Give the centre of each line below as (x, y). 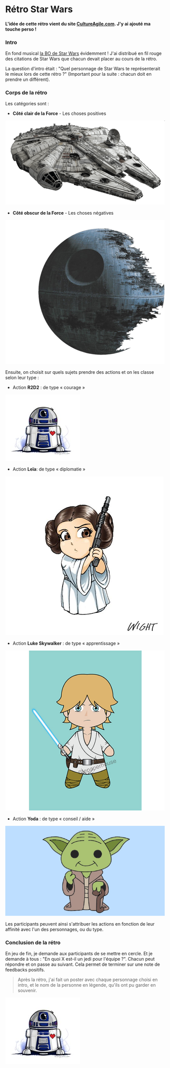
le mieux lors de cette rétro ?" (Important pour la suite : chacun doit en (78, 74)
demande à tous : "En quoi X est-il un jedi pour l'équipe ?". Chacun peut (80, 959)
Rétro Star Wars (39, 9)
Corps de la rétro (26, 93)
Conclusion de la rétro (33, 942)
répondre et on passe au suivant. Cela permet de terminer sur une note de (83, 964)
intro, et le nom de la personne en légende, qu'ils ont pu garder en (87, 985)
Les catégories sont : (27, 104)
